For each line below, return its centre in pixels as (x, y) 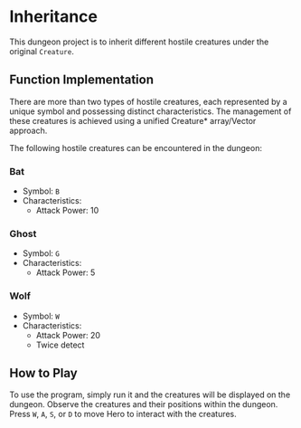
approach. (28, 130)
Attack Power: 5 (66, 272)
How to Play (44, 373)
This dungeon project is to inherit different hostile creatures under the (139, 42)
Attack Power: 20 (68, 335)
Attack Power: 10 (67, 211)
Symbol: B (41, 191)
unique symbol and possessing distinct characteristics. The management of (150, 111)
